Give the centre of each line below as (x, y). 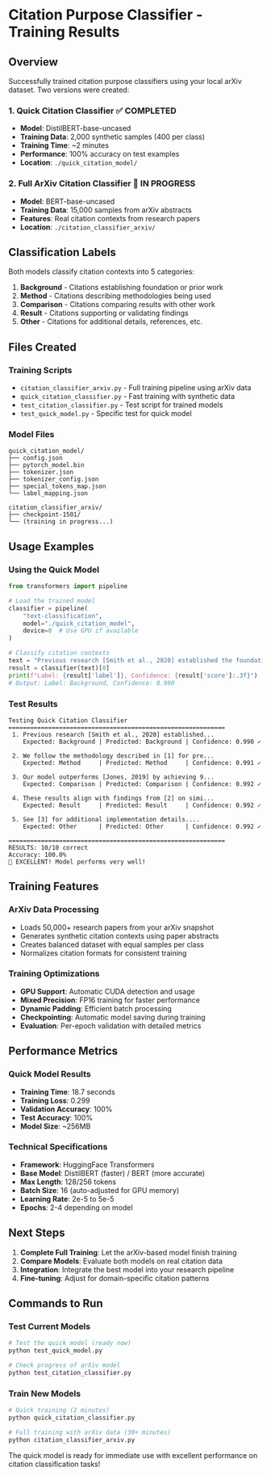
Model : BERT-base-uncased (67, 201)
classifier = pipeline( (48, 608)
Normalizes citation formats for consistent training (103, 953)
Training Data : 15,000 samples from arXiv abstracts (106, 210)
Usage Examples (51, 546)
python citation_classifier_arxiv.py (72, 1439)
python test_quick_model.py (56, 1351)
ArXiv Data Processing (54, 910)
